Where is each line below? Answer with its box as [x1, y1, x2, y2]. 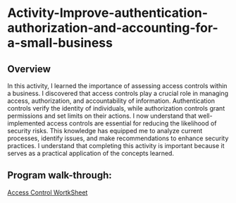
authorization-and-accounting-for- [7, 20, 218, 36]
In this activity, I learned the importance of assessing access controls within [7, 82, 228, 90]
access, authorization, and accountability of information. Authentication [7, 97, 215, 105]
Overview [7, 63, 51, 75]
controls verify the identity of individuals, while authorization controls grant [7, 104, 225, 112]
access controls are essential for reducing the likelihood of [46, 119, 217, 128]
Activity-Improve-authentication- [7, 5, 209, 21]
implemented [7, 119, 46, 128]
